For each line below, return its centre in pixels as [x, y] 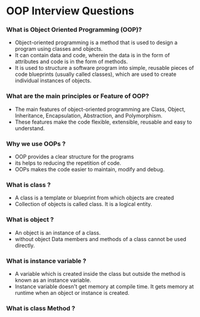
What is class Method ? [41, 308]
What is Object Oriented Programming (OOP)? [74, 30]
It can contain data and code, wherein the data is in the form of [92, 56]
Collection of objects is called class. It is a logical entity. [83, 204]
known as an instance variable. [53, 280]
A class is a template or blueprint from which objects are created [94, 198]
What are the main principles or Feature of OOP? [78, 96]
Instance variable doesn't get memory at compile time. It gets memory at [104, 286]
